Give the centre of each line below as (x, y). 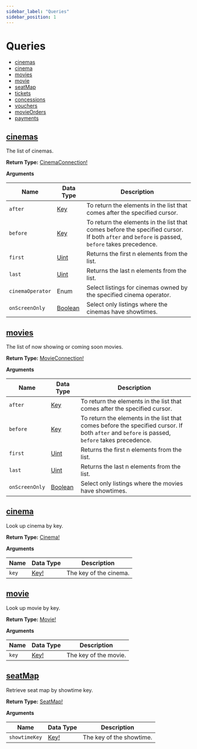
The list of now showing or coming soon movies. (64, 347)
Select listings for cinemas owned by (137, 288)
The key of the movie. (96, 655)
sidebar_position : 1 (31, 17)
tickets (23, 93)
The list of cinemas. (30, 151)
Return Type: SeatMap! (35, 701)
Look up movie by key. (33, 608)
